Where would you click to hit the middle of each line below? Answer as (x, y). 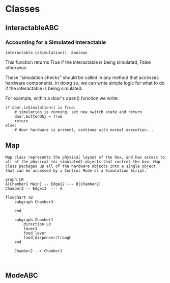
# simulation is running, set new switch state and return (78, 112)
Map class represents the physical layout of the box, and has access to (85, 157)
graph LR (15, 179)
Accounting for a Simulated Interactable (56, 42)
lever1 (31, 228)
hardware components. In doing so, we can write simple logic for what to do (85, 83)
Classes (23, 9)
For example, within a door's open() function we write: (62, 98)
